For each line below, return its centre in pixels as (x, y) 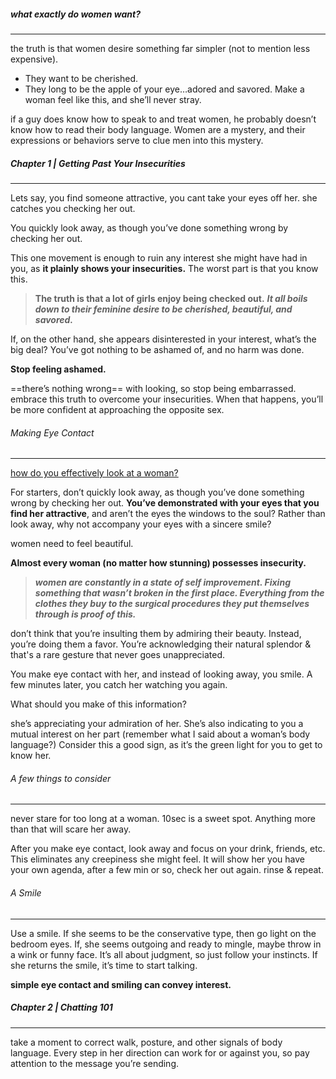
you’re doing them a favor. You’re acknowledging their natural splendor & (161, 644)
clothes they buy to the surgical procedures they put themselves (172, 604)
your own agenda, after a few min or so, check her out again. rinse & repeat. (167, 870)
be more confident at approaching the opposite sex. (117, 409)
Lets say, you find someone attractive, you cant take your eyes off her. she (164, 197)
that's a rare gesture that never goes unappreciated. (118, 655)
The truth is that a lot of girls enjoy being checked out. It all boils (171, 298)
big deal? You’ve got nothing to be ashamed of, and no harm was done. (157, 349)
